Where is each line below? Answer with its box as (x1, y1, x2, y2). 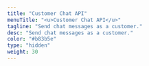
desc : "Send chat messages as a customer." (7, 29, 134, 36)
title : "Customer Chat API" (7, 10, 88, 17)
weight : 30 (7, 49, 38, 56)
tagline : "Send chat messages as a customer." (7, 23, 143, 30)
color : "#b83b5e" (7, 36, 57, 43)
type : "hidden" (7, 42, 51, 49)
